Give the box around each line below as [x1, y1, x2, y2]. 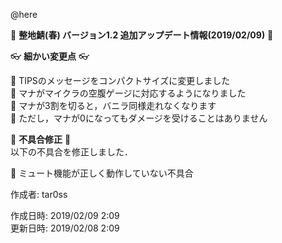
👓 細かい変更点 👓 [10, 50, 90, 62]
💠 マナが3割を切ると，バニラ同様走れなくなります [10, 100, 217, 111]
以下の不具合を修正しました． [10, 146, 133, 158]
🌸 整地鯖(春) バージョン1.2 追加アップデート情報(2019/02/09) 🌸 [10, 29, 274, 41]
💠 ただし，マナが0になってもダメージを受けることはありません [10, 112, 268, 124]
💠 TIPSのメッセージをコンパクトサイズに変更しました [10, 75, 231, 86]
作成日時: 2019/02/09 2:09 [10, 210, 120, 221]
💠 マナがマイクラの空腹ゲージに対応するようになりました [10, 87, 247, 99]
